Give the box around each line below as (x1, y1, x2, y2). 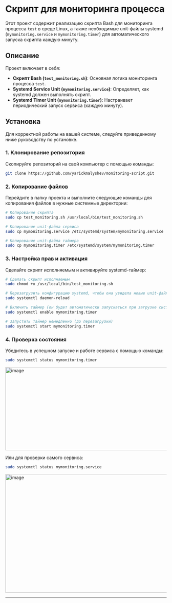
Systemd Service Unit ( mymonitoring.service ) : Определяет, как (12, 86, 149, 92)
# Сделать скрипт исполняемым (5, 277, 70, 282)
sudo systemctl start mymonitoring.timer (5, 323, 95, 329)
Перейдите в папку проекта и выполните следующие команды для (5, 195, 152, 201)
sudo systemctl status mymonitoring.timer (5, 357, 97, 362)
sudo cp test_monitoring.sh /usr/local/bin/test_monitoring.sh (5, 214, 143, 220)
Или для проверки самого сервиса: (5, 454, 83, 461)
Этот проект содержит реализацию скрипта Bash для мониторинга (5, 20, 153, 26)
